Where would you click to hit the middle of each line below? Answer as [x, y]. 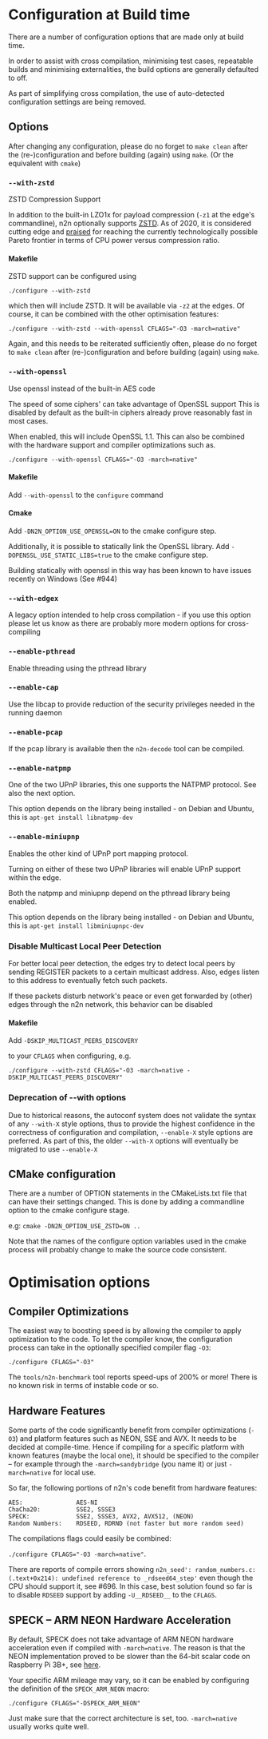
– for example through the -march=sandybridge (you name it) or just [118, 1464]
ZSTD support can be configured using [73, 277]
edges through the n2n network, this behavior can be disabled [111, 1005]
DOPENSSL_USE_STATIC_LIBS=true [60, 555]
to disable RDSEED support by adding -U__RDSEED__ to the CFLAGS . [113, 1595]
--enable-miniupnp [44, 837]
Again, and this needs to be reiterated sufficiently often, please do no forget [133, 344]
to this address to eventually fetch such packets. [88, 981]
